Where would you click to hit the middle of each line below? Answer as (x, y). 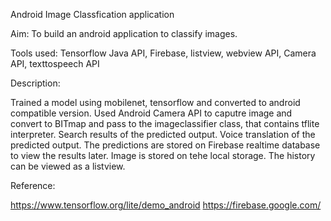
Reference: (33, 185)
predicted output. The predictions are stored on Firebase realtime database (165, 145)
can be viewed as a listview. (68, 166)
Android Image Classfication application (92, 14)
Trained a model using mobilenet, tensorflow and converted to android (155, 102)
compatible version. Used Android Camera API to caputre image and (151, 113)
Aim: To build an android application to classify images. (124, 33)
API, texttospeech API (55, 63)
